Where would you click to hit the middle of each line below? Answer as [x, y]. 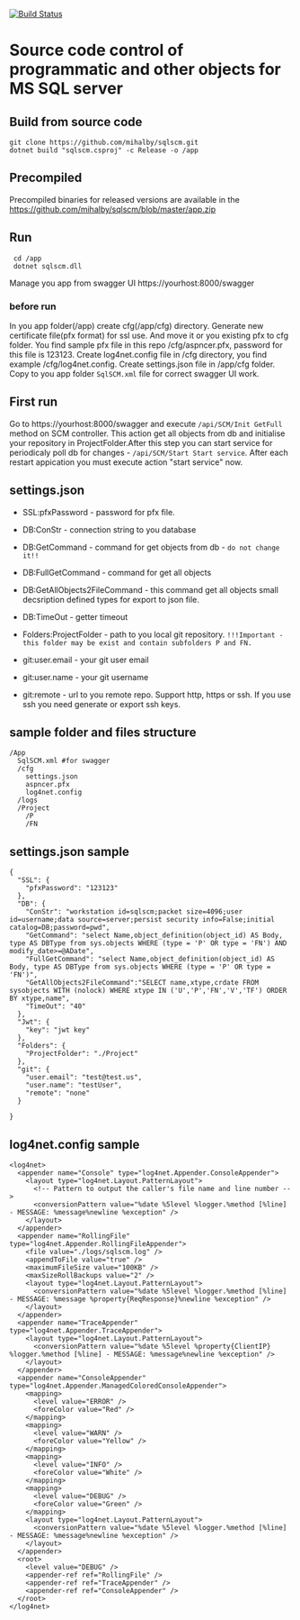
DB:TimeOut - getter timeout [75, 616]
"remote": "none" [58, 1093]
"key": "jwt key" [58, 1030]
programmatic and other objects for [145, 70]
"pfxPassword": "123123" [72, 888]
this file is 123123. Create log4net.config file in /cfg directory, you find [138, 354]
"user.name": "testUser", [74, 1086]
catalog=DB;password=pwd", [60, 928]
